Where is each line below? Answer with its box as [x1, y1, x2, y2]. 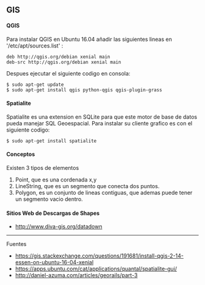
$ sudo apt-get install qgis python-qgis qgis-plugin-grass [6, 86, 163, 93]
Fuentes [6, 241, 27, 248]
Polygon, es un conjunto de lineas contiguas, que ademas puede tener [15, 189, 193, 196]
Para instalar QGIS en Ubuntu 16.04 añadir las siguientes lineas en [6, 35, 172, 43]
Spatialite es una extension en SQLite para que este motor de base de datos [6, 113, 197, 121]
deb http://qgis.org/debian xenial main [6, 54, 111, 60]
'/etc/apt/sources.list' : [6, 42, 63, 49]
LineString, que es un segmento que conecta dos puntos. [15, 183, 160, 189]
